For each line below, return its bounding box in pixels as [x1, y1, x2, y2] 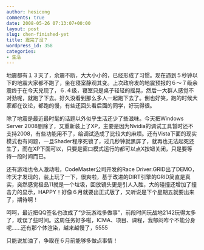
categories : [6, 49, 36, 55]
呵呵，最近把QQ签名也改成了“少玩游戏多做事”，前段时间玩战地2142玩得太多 [6, 209, 196, 216]
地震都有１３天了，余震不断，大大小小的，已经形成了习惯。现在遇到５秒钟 [6, 71, 192, 79]
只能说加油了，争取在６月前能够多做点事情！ [6, 237, 118, 244]
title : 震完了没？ [6, 37, 49, 43]
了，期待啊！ [6, 195, 38, 203]
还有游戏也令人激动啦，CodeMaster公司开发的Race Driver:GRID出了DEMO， [6, 165, 198, 173]
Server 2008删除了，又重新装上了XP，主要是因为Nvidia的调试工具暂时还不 [6, 122, 194, 129]
